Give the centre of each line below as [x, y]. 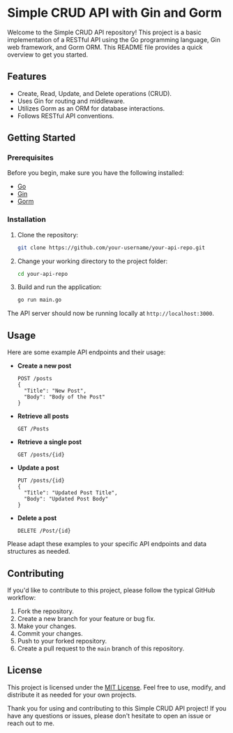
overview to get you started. [48, 55]
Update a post [38, 468]
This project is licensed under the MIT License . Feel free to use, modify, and [116, 687]
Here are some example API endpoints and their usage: [87, 352]
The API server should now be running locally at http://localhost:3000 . [111, 314]
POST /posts [35, 379]
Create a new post [44, 366]
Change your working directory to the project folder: [92, 261]
